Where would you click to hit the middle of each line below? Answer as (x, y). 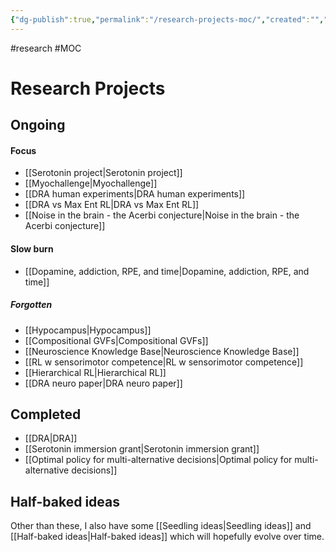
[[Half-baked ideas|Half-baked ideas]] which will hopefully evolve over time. (167, 537)
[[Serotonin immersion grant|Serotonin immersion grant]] (142, 449)
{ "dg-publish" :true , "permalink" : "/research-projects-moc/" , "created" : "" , (167, 19)
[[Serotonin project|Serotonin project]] (103, 173)
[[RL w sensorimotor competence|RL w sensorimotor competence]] (164, 362)
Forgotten (31, 305)
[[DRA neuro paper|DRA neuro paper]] (103, 383)
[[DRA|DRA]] (51, 438)
